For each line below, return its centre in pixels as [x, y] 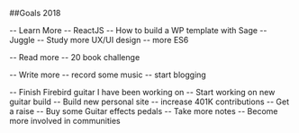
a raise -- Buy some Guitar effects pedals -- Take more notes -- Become [144, 111]
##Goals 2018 [35, 13]
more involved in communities [65, 121]
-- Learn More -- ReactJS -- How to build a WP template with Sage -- [138, 30]
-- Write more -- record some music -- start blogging [108, 75]
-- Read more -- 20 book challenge [75, 57]
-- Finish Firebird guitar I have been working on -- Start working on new [142, 92]
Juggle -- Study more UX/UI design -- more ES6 [99, 40]
